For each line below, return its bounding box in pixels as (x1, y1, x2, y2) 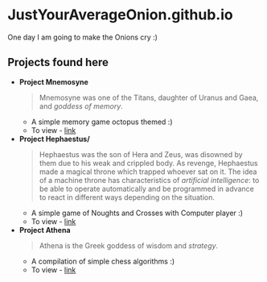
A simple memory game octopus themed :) (31, 117, 173, 126)
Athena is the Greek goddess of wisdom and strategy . (39, 240, 219, 251)
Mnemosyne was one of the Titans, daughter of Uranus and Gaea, (39, 93, 259, 102)
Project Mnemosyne (18, 77, 89, 86)
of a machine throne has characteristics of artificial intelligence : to (39, 175, 260, 185)
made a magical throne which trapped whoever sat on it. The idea (39, 167, 257, 176)
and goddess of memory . (39, 101, 124, 110)
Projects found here (7, 56, 109, 69)
